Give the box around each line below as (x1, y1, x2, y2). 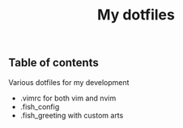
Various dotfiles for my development (8, 77, 130, 87)
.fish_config (19, 101, 60, 111)
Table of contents (8, 56, 99, 70)
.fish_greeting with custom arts (19, 110, 124, 120)
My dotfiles (96, 6, 176, 24)
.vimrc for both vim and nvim (19, 93, 117, 103)
